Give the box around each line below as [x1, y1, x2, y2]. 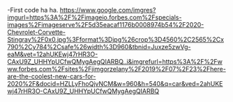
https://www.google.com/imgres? [59, 6, 156, 14]
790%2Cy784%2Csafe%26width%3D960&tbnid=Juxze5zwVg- [7, 43, 191, 51]
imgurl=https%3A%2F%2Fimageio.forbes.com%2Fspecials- [7, 13, 182, 22]
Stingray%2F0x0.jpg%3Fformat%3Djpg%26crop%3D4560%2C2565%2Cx [7, 35, 225, 44]
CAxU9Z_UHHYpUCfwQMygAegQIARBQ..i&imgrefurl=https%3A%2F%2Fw [7, 58, 223, 65]
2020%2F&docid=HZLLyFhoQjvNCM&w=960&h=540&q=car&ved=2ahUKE [7, 80, 223, 87]
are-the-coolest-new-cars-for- [7, 72, 96, 80]
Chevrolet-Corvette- [7, 28, 66, 36]
